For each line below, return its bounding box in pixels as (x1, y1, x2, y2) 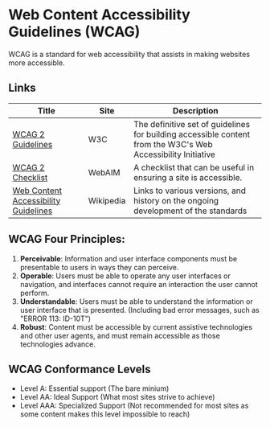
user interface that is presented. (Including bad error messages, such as (19, 305, 260, 314)
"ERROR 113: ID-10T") (19, 314, 91, 323)
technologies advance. (19, 339, 96, 349)
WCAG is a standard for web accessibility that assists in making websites (8, 49, 251, 59)
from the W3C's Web (133, 138, 213, 150)
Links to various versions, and (133, 185, 247, 196)
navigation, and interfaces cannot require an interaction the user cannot (19, 279, 259, 289)
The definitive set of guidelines (133, 118, 251, 129)
